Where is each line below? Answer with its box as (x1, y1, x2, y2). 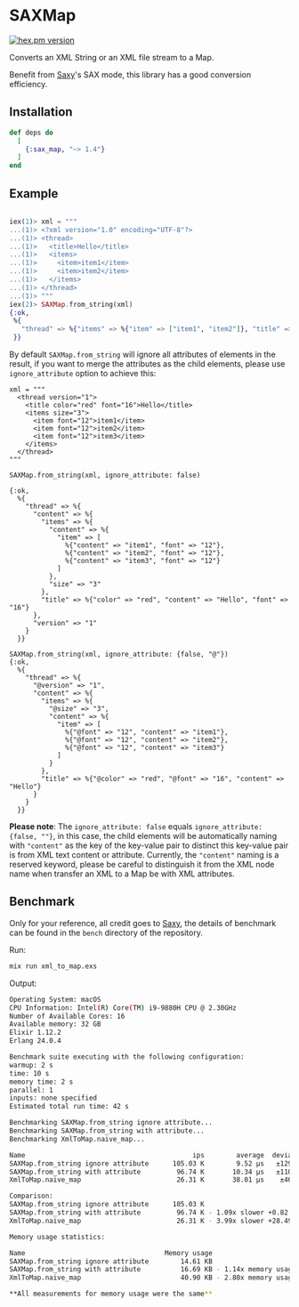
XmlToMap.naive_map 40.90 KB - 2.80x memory (9, 1273, 273, 1282)
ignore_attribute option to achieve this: (9, 368, 157, 379)
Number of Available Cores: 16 (9, 1012, 125, 1021)
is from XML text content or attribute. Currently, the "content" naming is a (9, 850, 279, 860)
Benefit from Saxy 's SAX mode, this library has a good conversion (9, 69, 252, 80)
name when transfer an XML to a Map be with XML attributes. (9, 868, 235, 879)
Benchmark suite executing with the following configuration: (9, 1053, 245, 1061)
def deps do (9, 128, 53, 137)
